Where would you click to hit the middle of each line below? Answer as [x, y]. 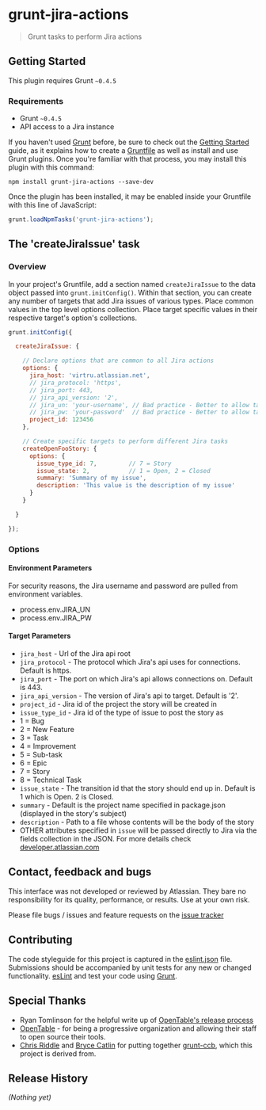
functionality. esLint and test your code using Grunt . [93, 975]
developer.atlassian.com [59, 847]
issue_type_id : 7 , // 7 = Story [104, 463]
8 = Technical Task [50, 780]
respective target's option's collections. [72, 318]
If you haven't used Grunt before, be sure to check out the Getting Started [129, 142]
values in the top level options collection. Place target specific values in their [133, 309]
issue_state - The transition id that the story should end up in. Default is [137, 788]
